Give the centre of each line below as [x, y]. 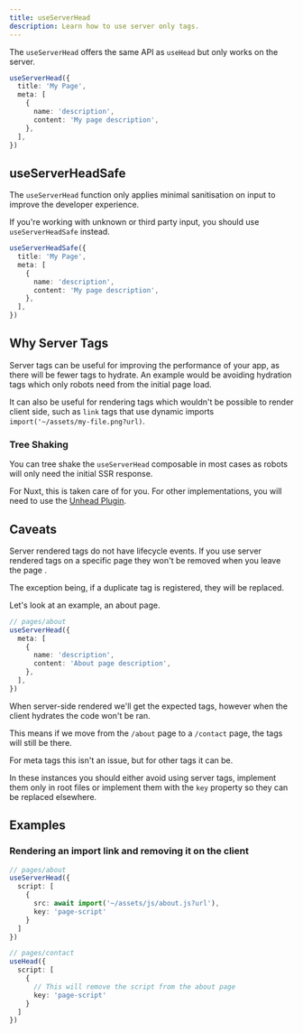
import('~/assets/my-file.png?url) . [78, 421]
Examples [37, 826]
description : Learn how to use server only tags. [105, 26]
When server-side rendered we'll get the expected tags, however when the [149, 706]
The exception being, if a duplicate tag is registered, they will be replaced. [147, 587]
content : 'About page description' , [102, 664]
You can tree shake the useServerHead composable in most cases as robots [149, 464]
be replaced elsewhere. [53, 796]
